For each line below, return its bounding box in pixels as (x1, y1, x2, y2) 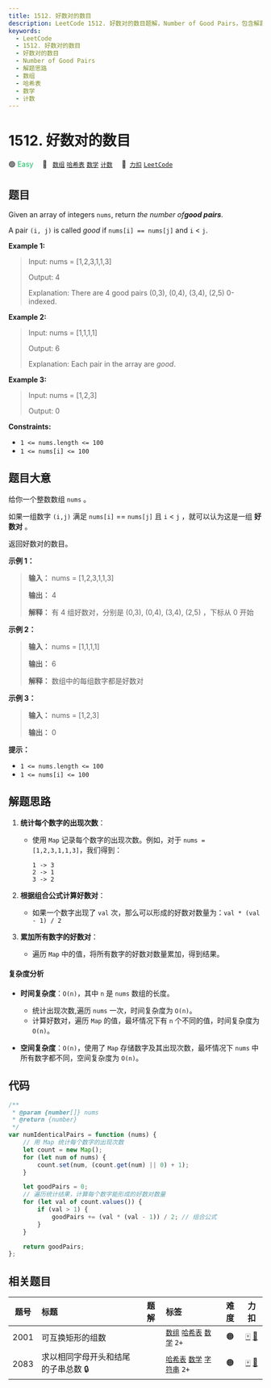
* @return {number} (11, 1116, 78, 1124)
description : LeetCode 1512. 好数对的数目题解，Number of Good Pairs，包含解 (8, 19, 261, 27)
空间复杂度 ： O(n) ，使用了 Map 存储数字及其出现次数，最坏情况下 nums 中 (19, 1042, 260, 1052)
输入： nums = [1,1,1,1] (27, 641, 100, 651)
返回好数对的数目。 (8, 539, 73, 548)
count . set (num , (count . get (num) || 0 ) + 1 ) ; (37, 1160, 190, 1169)
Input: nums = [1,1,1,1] (27, 328, 98, 338)
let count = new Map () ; (23, 1146, 103, 1154)
